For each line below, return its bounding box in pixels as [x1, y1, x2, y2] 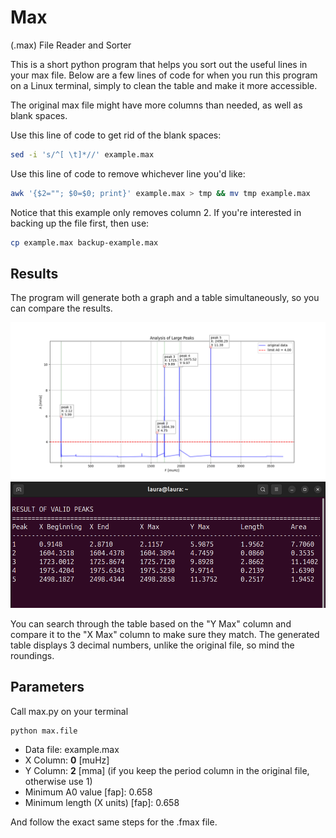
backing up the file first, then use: [10, 217, 150, 229]
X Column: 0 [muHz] [24, 754, 110, 766]
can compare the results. [10, 302, 113, 315]
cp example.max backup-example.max [10, 237, 159, 248]
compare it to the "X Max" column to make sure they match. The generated [10, 628, 320, 640]
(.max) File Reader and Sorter [10, 39, 132, 51]
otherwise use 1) [24, 776, 93, 788]
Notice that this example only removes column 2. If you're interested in [10, 206, 302, 218]
